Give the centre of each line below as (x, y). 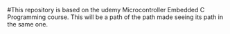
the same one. (28, 24)
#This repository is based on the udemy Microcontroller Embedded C (106, 10)
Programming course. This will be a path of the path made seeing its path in (115, 17)
